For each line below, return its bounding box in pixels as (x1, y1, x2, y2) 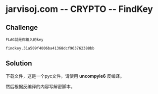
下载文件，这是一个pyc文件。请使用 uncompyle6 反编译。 (5, 73, 125, 79)
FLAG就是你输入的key (5, 37, 44, 42)
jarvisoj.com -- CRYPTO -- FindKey (5, 3, 153, 15)
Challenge (5, 23, 38, 32)
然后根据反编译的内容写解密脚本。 (5, 83, 75, 90)
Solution (5, 59, 32, 68)
